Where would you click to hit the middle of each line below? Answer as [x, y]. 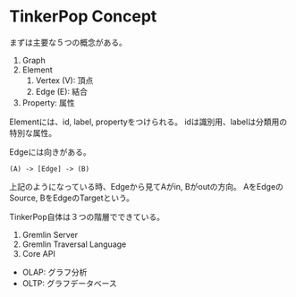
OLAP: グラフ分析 [55, 272]
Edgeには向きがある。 [50, 152]
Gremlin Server [50, 234]
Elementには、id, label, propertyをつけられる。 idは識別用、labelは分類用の [148, 122]
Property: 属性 [49, 102]
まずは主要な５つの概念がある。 [68, 42]
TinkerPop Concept [83, 17]
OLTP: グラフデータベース [70, 283]
